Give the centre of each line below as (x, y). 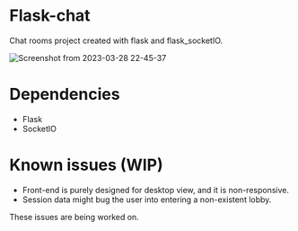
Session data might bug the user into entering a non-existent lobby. (147, 200)
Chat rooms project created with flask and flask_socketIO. (116, 40)
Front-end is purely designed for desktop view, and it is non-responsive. (156, 190)
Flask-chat (50, 16)
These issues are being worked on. (74, 217)
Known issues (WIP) (86, 165)
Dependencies (65, 94)
